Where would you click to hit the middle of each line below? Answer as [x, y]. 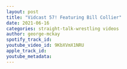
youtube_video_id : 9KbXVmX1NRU [45, 46]
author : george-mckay [33, 34]
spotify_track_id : [29, 40]
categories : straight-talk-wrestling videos [63, 28]
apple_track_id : [26, 51]
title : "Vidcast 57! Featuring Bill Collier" [64, 17]
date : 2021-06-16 [28, 23]
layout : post [22, 12]
